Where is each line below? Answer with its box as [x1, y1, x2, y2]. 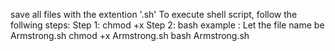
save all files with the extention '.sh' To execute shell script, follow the [10, 9, 298, 20]
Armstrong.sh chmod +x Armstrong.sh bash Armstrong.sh [10, 30, 250, 41]
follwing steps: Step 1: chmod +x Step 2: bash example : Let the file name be [10, 19, 325, 31]
